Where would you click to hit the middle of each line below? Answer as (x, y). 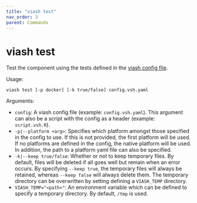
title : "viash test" (31, 11)
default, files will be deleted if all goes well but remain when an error (97, 162)
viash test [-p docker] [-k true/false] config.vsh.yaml (77, 90)
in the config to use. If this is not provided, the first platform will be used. (103, 137)
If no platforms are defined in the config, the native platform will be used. (103, 144)
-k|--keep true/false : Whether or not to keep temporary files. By (94, 156)
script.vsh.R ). (32, 125)
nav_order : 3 (22, 17)
